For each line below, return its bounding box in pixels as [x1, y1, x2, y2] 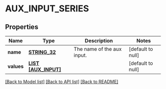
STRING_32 [28, 49, 56, 55]
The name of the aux [74, 45, 122, 52]
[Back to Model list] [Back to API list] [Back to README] [5, 79, 119, 85]
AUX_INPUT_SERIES [5, 3, 89, 14]
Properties [5, 23, 39, 31]
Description [84, 38, 113, 44]
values [7, 63, 24, 70]
